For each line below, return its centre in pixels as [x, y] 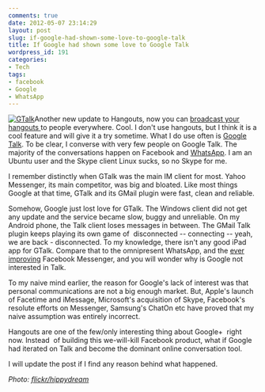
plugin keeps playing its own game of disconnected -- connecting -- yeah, [131, 234]
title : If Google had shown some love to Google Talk [99, 45]
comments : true [33, 15]
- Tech [19, 67]
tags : [17, 74]
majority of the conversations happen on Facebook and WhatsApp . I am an [130, 153]
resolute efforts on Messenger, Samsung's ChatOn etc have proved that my [131, 308]
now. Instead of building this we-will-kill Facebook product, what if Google [130, 341]
